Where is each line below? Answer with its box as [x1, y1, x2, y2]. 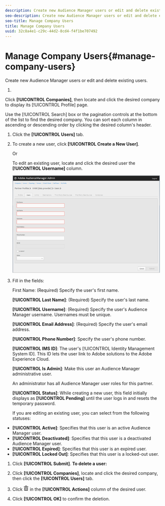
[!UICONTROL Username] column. [12, 165, 83, 171]
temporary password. [12, 400, 56, 407]
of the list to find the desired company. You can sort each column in [5, 117, 142, 123]
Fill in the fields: [12, 278, 44, 284]
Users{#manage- [83, 51, 156, 62]
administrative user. [12, 371, 53, 377]
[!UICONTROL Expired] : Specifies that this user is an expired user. [12, 446, 147, 452]
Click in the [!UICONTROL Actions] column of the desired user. [12, 486, 146, 492]
